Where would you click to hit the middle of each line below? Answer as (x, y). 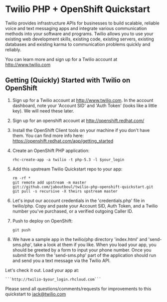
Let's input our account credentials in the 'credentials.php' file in (79, 200)
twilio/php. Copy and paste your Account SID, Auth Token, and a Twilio (85, 205)
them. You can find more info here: (48, 135)
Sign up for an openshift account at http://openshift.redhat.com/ (78, 120)
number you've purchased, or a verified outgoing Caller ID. (73, 211)
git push (21, 230)
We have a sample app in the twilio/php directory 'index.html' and (80, 239)
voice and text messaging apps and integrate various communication (76, 28)
